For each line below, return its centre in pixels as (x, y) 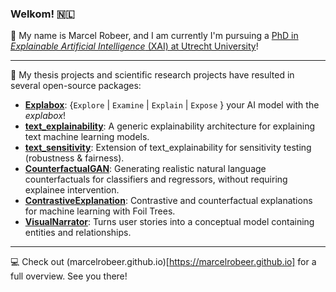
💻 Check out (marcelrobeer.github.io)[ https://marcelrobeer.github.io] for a (163, 262)
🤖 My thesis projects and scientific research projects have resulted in (152, 75)
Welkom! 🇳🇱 (42, 14)
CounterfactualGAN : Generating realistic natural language (145, 169)
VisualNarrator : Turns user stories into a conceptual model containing (169, 222)
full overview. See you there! (69, 276)
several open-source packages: (76, 86)
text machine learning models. (87, 137)
